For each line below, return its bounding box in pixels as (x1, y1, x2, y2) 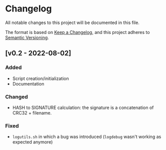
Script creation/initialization (12, 75, 69, 81)
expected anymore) (12, 139, 53, 145)
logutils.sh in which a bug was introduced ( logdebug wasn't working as (12, 133, 161, 140)
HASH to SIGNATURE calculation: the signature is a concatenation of (12, 104, 154, 110)
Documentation (12, 80, 44, 86)
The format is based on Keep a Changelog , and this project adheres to (5, 29, 150, 35)
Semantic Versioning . (5, 34, 49, 40)
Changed (5, 93, 28, 100)
